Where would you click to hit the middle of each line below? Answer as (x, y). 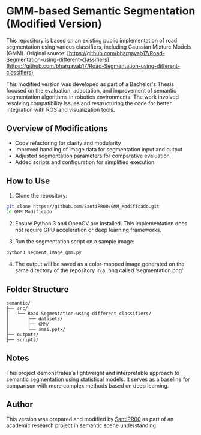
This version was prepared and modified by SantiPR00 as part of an (90, 419)
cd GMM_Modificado (29, 212)
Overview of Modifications (57, 128)
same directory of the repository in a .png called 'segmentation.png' (99, 270)
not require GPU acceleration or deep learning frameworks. (88, 230)
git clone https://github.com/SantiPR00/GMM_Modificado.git (83, 206)
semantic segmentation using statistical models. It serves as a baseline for (98, 379)
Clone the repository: (41, 195)
